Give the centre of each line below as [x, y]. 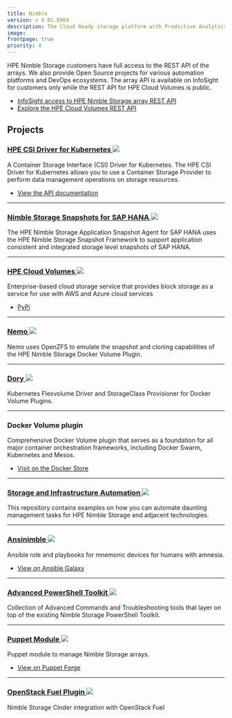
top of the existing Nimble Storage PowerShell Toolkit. [84, 615]
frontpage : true [30, 39]
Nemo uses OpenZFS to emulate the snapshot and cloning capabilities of [111, 347]
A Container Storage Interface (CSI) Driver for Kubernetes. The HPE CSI [109, 165]
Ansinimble [27, 540]
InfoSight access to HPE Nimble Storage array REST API [97, 101]
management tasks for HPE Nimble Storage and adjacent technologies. [108, 515]
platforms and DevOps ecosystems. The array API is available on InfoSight [113, 80]
